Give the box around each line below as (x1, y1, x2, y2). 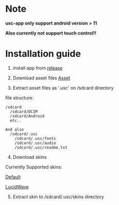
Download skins (12, 154, 47, 160)
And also (5, 127, 24, 132)
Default (5, 174, 21, 180)
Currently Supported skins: (5, 163, 63, 170)
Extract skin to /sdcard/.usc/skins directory (12, 193, 104, 200)
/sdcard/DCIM (10, 109, 38, 114)
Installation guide (5, 48, 81, 59)
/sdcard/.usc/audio (14, 140, 56, 146)
